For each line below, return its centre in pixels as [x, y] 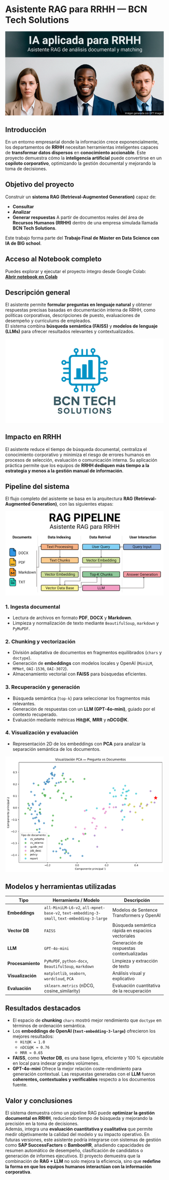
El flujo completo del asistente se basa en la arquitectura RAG [69, 498]
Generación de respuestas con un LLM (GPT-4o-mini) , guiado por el [84, 709]
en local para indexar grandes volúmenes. [56, 1063]
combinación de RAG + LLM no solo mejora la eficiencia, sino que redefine [83, 1161]
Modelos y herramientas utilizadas [61, 887]
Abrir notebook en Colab [31, 277]
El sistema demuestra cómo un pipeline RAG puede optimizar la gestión [80, 1113]
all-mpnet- [94, 908]
